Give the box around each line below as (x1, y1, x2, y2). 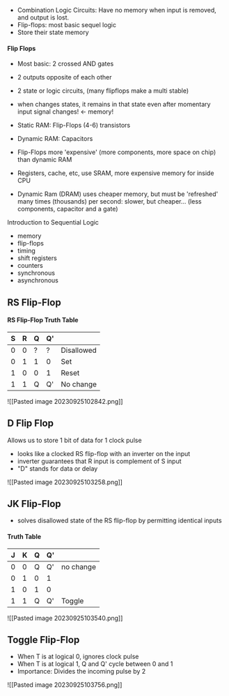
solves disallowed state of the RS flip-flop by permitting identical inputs (17, 516, 222, 525)
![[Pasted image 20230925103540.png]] (7, 614, 123, 622)
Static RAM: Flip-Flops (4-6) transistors (17, 121, 131, 130)
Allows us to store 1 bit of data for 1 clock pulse (7, 436, 142, 444)
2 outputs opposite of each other (17, 73, 112, 82)
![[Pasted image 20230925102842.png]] (7, 397, 123, 405)
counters (17, 262, 44, 270)
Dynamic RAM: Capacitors (17, 135, 93, 143)
